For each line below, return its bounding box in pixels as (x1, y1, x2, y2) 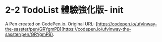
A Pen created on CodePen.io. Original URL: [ (5, 21, 98, 27)
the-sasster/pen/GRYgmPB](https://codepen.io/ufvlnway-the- (5, 26, 131, 32)
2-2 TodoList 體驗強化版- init (5, 4, 124, 16)
